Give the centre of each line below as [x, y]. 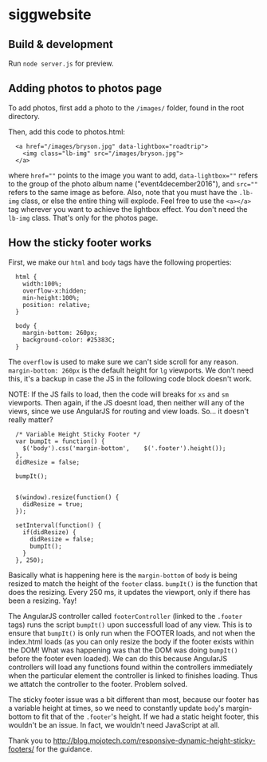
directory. [24, 116]
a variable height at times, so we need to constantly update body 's [116, 708]
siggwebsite [50, 15]
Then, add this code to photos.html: [67, 132]
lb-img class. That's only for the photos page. [83, 217]
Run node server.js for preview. [61, 63]
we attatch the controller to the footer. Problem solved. [98, 684]
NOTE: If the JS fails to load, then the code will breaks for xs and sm [119, 394]
